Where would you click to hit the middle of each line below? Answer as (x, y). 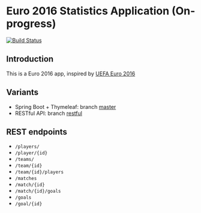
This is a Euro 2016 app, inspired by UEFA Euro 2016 (71, 74)
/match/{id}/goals (38, 191)
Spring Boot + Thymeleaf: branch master (65, 106)
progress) (31, 24)
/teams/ (24, 160)
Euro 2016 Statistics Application (88, 11)
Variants (22, 92)
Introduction (30, 59)
